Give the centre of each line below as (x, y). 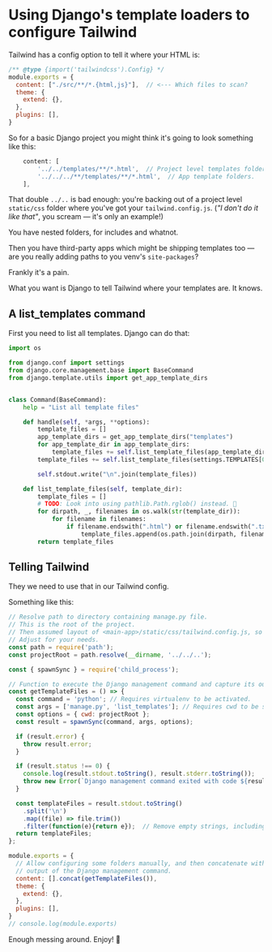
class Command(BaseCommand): (57, 399)
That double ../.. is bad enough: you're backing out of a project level (125, 200)
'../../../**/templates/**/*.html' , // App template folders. (146, 176)
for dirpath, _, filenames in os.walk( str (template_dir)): (139, 512)
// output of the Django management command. (94, 871)
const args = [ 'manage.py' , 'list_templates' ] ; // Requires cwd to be (137, 707)
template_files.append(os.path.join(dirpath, (159, 534)
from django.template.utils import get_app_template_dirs (108, 378)
